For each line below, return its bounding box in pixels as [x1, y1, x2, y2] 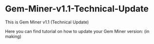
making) [5, 33, 22, 39]
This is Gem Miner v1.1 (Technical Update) [5, 19, 89, 25]
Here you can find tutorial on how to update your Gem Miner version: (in [5, 28, 150, 34]
